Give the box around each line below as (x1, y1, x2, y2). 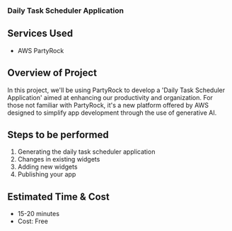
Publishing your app (17, 170, 76, 179)
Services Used (7, 28, 73, 40)
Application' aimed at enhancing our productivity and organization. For (7, 93, 214, 101)
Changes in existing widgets (17, 155, 100, 164)
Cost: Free (17, 217, 48, 225)
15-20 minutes (17, 210, 60, 218)
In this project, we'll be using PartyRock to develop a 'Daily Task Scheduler (7, 86, 226, 94)
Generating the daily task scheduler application (17, 147, 156, 156)
